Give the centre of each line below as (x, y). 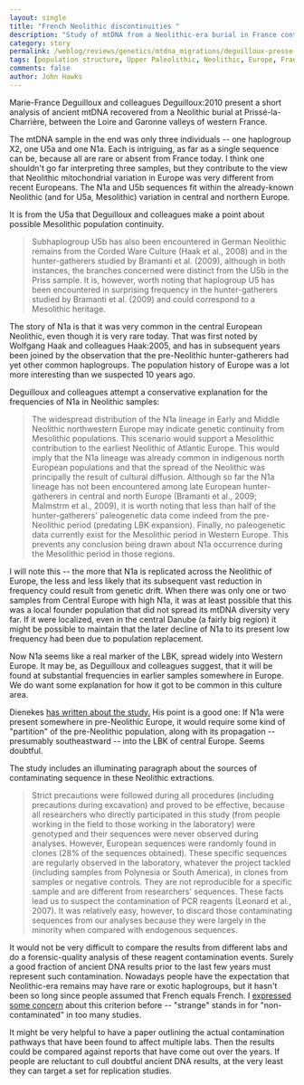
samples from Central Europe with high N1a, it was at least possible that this (151, 600)
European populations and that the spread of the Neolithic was (148, 467)
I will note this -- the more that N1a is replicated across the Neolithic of (141, 571)
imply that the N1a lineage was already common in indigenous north (158, 457)
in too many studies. (104, 1014)
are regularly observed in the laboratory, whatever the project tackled (161, 862)
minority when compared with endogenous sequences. (134, 929)
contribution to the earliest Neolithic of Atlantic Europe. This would (156, 448)
